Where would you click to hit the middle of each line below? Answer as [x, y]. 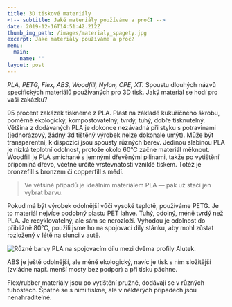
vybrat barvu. [44, 192]
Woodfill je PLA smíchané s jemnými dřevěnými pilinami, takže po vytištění [113, 157]
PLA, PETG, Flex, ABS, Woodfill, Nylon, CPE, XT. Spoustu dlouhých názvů [112, 84]
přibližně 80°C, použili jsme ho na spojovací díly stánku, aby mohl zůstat [110, 227]
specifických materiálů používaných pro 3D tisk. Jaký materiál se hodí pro [113, 92]
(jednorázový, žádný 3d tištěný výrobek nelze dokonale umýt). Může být [110, 135]
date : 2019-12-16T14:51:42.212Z [54, 26]
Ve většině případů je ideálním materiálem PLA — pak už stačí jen [117, 185]
